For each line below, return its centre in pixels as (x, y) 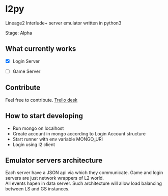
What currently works (41, 49)
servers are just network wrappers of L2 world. (55, 178)
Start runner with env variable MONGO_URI (58, 139)
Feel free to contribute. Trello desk (41, 100)
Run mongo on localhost (38, 128)
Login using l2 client (34, 144)
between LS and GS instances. (37, 189)
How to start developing (44, 116)
